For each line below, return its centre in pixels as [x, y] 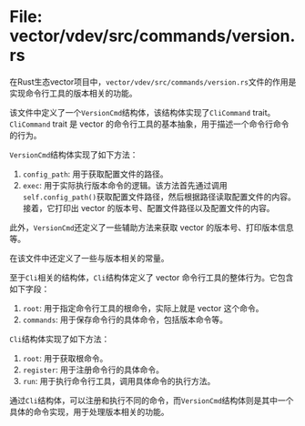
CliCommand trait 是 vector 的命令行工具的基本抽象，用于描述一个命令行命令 [149, 124]
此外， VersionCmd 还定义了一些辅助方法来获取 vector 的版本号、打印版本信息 [152, 227]
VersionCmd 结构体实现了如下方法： [74, 154]
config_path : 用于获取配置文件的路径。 [95, 174]
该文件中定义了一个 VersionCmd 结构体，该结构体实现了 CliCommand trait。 [142, 112]
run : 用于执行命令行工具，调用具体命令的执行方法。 [119, 380]
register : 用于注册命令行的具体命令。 [93, 370]
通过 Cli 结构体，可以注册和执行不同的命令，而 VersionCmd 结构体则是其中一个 [152, 400]
